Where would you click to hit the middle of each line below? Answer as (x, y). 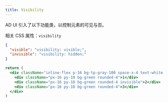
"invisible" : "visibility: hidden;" (48, 54)
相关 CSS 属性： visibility (33, 35)
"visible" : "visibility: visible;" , (48, 50)
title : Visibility (24, 10)
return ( (14, 68)
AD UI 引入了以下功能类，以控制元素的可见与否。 (56, 25)
